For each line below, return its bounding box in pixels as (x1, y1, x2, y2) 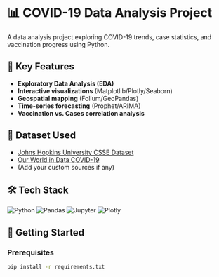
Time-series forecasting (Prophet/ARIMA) (17, 102, 141, 110)
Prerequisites (7, 248, 54, 257)
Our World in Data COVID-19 (17, 155, 100, 164)
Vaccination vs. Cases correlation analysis (17, 109, 145, 117)
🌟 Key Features (7, 60, 75, 73)
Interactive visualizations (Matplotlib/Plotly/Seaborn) (17, 86, 173, 95)
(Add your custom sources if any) (17, 163, 114, 171)
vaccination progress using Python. (7, 40, 110, 48)
